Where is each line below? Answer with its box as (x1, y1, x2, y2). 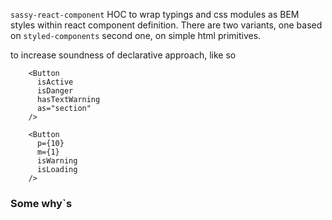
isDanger (36, 86, 74, 96)
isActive (36, 77, 74, 87)
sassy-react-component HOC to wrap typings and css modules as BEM (10, 9, 300, 20)
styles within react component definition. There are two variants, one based (10, 19, 323, 31)
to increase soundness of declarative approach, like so (10, 49, 237, 61)
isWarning (36, 156, 78, 166)
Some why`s (10, 196, 73, 210)
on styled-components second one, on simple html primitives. (10, 30, 262, 41)
